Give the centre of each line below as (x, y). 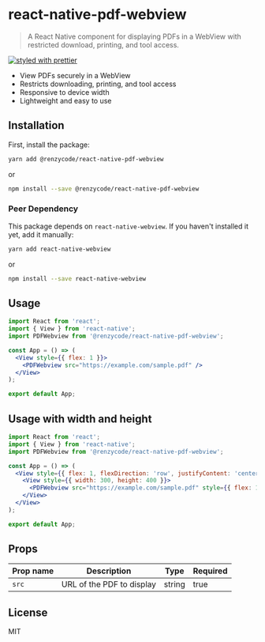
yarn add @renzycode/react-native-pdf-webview (86, 159)
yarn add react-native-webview (60, 249)
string (174, 584)
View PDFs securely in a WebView (75, 75)
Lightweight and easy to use (65, 100)
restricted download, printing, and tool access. (103, 44)
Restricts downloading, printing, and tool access (98, 84)
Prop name (33, 571)
